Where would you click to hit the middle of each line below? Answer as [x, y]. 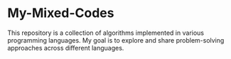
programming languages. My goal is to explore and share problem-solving [116, 40]
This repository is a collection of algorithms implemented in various [106, 33]
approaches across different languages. [66, 48]
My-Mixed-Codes [61, 13]
